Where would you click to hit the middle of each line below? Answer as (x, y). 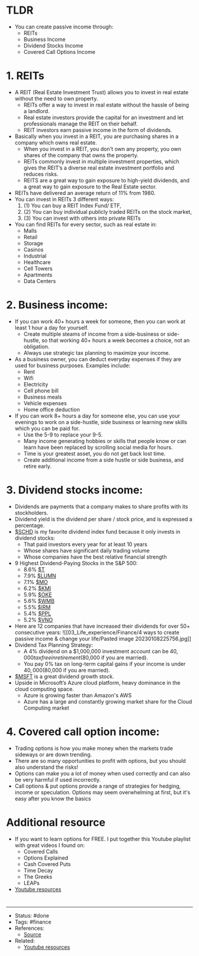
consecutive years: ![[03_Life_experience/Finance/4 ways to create (97, 632)
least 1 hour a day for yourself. (52, 328)
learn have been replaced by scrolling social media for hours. (98, 447)
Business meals (43, 397)
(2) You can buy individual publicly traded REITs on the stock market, (108, 211)
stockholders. (31, 512)
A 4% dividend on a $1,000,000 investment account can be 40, (101, 651)
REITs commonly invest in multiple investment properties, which (101, 161)
